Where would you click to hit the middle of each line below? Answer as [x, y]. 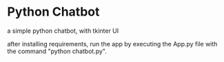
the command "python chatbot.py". [57, 51]
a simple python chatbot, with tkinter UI [63, 31]
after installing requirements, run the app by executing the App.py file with [112, 44]
